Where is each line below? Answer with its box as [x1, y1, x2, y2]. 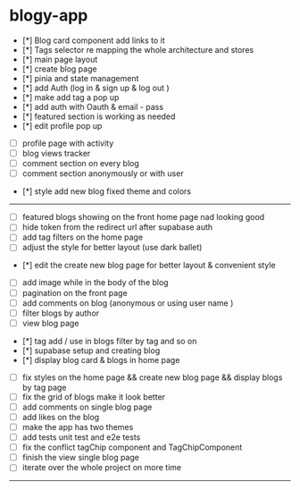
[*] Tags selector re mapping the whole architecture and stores [21, 44, 254, 55]
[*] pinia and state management [21, 72, 139, 83]
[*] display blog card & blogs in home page [21, 354, 180, 365]
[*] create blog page [21, 63, 97, 74]
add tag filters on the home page [21, 232, 144, 242]
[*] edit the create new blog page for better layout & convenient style [21, 260, 276, 271]
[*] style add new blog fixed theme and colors [21, 186, 192, 197]
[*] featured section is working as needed [21, 111, 176, 122]
